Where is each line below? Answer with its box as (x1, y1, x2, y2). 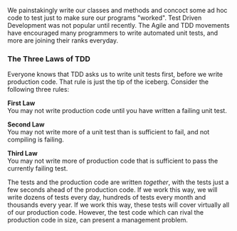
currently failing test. (7, 164, 68, 173)
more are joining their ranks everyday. (7, 36, 119, 45)
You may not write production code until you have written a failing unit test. (7, 107, 228, 115)
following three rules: (7, 85, 70, 94)
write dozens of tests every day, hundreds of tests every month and (7, 193, 206, 202)
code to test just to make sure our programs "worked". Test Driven (7, 14, 202, 22)
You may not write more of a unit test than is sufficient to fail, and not (7, 128, 210, 136)
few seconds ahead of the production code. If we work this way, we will (7, 186, 218, 194)
